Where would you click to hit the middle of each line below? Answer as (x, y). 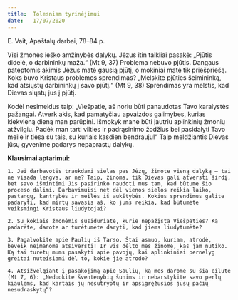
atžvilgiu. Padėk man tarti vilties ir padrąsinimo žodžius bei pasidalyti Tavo (117, 129)
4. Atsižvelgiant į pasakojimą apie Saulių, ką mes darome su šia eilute (119, 271)
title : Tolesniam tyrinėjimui (54, 14)
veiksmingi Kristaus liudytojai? (57, 208)
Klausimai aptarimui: (39, 158)
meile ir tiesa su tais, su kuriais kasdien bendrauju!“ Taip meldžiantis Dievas (118, 137)
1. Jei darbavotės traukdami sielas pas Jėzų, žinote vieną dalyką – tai (119, 171)
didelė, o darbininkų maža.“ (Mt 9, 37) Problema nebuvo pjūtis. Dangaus (113, 62)
